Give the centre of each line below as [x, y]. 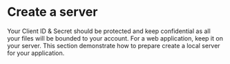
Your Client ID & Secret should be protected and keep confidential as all [109, 31]
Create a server [52, 12]
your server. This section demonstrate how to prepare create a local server [114, 45]
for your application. [36, 53]
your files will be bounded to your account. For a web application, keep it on [115, 38]
